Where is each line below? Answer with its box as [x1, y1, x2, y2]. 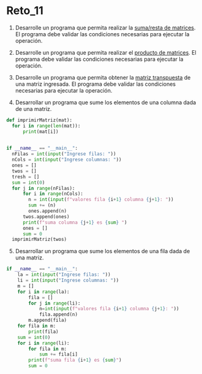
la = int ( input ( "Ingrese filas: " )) [17, 272, 111, 278]
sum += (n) [28, 202, 56, 208]
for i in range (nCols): [22, 191, 84, 197]
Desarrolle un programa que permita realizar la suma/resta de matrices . [15, 24, 196, 31]
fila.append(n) [39, 311, 78, 318]
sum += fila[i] [39, 351, 78, 357]
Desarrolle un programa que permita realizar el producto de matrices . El [15, 48, 197, 56]
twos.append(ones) [22, 213, 70, 219]
